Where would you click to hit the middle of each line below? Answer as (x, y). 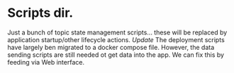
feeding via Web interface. (46, 62)
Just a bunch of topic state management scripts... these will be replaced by (117, 32)
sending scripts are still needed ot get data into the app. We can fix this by (116, 55)
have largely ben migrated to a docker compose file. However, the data (111, 47)
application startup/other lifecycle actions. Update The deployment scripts (116, 39)
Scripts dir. (40, 13)
